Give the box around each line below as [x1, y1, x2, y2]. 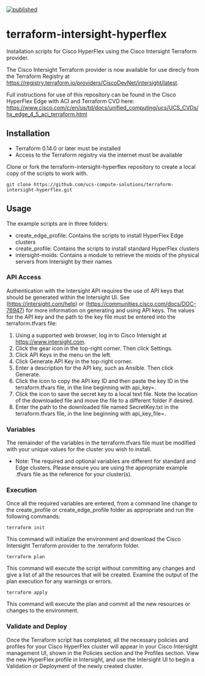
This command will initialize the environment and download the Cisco [6, 535, 181, 543]
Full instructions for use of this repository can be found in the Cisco [6, 91, 176, 98]
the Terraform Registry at [6, 72, 70, 80]
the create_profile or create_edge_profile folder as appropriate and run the [6, 507, 194, 514]
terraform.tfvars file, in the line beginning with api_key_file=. [15, 410, 166, 417]
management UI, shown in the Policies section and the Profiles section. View [6, 649, 199, 656]
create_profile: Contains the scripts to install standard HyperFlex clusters [15, 244, 199, 252]
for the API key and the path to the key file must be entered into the [6, 313, 176, 321]
